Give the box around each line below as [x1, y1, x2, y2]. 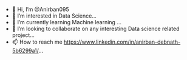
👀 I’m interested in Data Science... [12, 12, 97, 19]
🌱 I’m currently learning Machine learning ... [12, 19, 121, 25]
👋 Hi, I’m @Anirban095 [12, 6, 69, 13]
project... [12, 32, 35, 39]
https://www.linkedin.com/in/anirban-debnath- [63, 38, 181, 45]
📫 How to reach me [12, 38, 63, 45]
